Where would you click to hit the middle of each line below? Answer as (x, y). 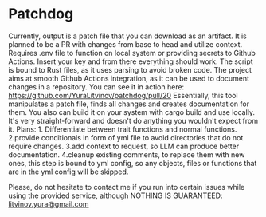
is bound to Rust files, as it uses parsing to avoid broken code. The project (130, 69)
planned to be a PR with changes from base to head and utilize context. (125, 44)
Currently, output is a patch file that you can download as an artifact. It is (127, 36)
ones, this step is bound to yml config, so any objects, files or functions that (133, 163)
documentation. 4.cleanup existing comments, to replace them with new (127, 154)
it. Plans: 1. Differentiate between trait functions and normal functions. (123, 129)
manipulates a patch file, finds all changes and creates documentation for (129, 104)
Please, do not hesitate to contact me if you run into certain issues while (127, 187)
